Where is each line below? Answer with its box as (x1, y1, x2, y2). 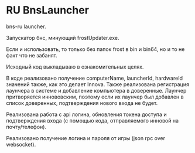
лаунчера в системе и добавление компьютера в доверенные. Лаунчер (6, 87, 187, 94)
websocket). (6, 141, 36, 148)
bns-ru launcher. (6, 23, 46, 30)
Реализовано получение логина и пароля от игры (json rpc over (6, 134, 166, 141)
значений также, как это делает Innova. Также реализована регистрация (6, 80, 189, 88)
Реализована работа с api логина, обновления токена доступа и (6, 111, 167, 118)
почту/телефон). (6, 123, 47, 130)
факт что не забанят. (6, 52, 57, 59)
